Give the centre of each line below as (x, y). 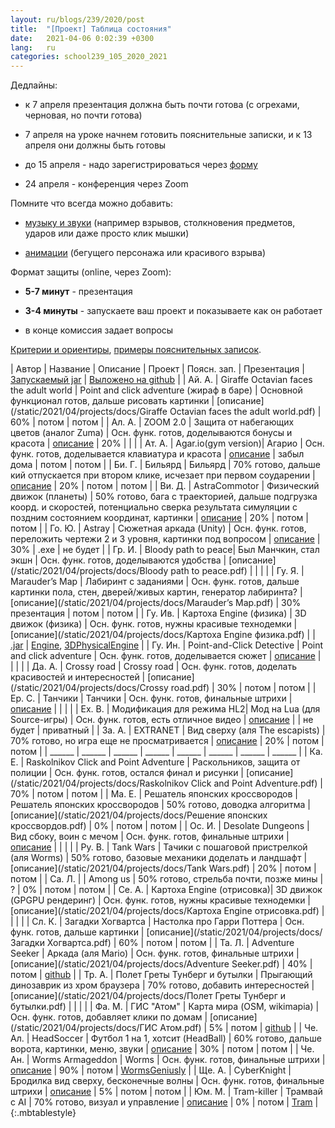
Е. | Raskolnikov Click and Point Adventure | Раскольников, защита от (155, 762)
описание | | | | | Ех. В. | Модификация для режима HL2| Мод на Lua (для (165, 709)
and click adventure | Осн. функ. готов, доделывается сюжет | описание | (166, 656)
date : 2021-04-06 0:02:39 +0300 (82, 38)
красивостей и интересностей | (78, 677)
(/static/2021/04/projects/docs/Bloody (89, 571)
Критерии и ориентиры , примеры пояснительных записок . (136, 350)
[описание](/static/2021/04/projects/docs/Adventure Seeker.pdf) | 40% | (161, 964)
